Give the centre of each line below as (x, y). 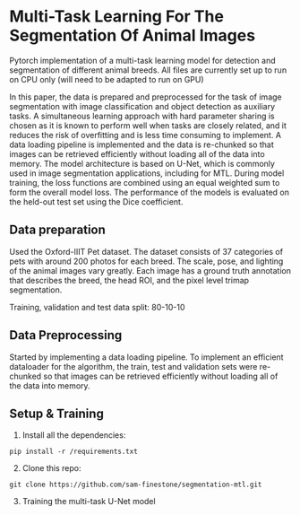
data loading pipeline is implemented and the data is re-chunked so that (142, 144)
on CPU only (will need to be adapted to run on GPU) (107, 79)
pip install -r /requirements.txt (74, 452)
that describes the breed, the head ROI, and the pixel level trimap (129, 280)
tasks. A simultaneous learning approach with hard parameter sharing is (142, 116)
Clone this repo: (51, 468)
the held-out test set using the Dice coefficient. (96, 201)
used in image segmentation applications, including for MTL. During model (147, 173)
